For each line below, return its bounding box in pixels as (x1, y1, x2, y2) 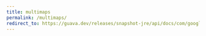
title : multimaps (6, 9, 51, 15)
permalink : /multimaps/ (6, 15, 67, 21)
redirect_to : (6, 20, 40, 26)
